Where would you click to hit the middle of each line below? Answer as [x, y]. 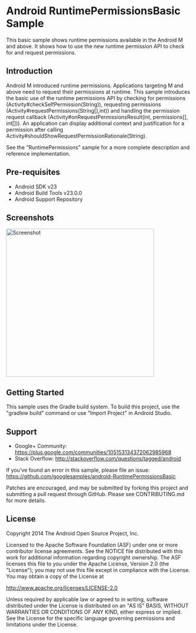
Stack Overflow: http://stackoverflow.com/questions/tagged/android [98, 458]
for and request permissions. [41, 52]
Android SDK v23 [36, 186]
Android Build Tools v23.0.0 [48, 193]
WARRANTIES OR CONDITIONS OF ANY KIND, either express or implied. [94, 612]
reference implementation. [38, 154]
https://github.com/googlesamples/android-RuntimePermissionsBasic [91, 476]
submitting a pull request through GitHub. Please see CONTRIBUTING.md [95, 494]
